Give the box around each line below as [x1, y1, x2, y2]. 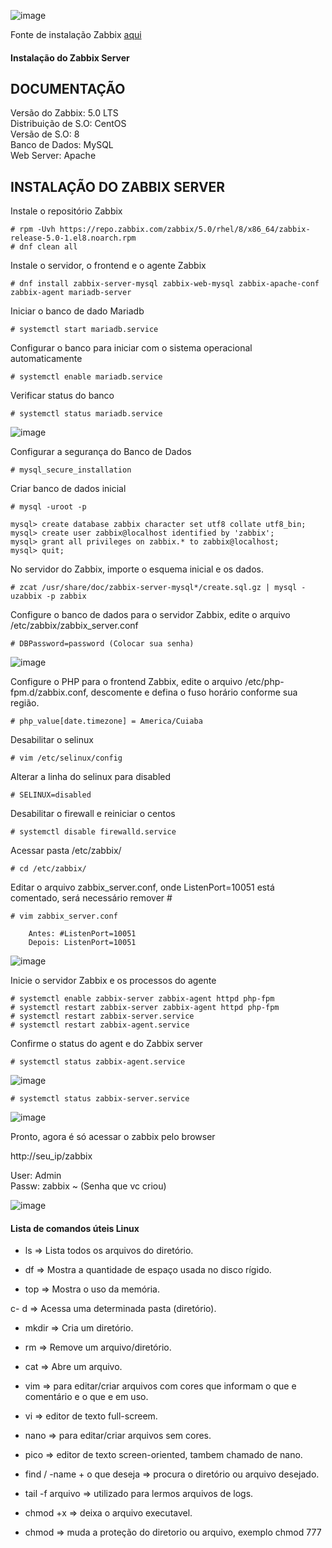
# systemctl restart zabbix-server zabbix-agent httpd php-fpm [10, 1003, 280, 1013]
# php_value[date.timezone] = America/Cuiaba [10, 716, 203, 727]
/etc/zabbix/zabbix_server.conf [10, 620, 139, 632]
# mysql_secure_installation [10, 465, 132, 475]
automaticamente [10, 353, 83, 365]
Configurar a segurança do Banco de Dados [10, 446, 192, 458]
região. [10, 697, 40, 709]
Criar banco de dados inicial [10, 483, 127, 495]
